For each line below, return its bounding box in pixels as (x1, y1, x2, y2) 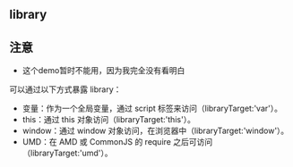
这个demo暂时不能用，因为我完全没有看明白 (22, 65, 185, 76)
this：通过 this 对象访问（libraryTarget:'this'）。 (22, 114, 195, 125)
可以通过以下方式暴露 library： (9, 84, 122, 95)
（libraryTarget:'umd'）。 (22, 147, 113, 159)
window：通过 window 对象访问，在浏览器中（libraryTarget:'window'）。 (22, 125, 289, 137)
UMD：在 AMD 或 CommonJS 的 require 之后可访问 (22, 137, 213, 147)
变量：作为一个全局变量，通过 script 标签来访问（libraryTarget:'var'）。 (22, 103, 282, 114)
